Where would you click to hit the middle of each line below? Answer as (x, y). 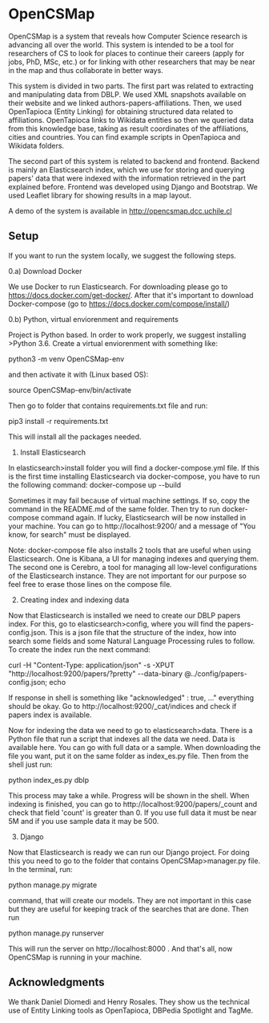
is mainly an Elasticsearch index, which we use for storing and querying (126, 169)
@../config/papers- (216, 673)
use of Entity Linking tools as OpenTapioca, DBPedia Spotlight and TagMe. (131, 1010)
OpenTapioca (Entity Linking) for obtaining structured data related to (121, 111)
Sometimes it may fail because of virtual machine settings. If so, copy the (129, 500)
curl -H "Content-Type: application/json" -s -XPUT (91, 665)
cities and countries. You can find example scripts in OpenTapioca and (124, 137)
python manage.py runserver (56, 933)
